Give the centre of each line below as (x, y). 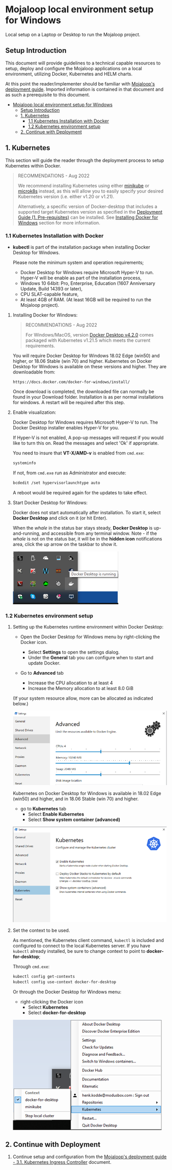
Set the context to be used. (41, 930)
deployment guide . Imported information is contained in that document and (84, 89)
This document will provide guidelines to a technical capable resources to (83, 63)
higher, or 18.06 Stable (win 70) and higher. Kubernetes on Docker (82, 361)
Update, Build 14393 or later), (51, 288)
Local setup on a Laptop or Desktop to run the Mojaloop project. (73, 34)
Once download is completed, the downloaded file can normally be (83, 391)
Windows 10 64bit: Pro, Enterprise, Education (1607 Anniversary (88, 283)
